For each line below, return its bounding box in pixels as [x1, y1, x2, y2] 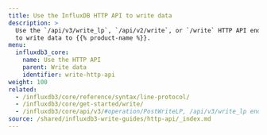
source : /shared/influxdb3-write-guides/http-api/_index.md [8, 115, 212, 123]
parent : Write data [22, 64, 87, 71]
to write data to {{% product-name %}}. [15, 33, 151, 42]
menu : [8, 41, 26, 49]
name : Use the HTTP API [22, 56, 102, 64]
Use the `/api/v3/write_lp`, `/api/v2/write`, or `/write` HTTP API [15, 26, 247, 34]
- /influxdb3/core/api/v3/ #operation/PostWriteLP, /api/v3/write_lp [15, 108, 247, 116]
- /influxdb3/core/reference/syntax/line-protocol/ [15, 93, 191, 101]
